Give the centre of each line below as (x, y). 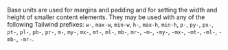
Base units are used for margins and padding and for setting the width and (112, 10)
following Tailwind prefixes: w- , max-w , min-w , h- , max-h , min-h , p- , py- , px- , (111, 24)
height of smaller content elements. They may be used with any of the (106, 17)
